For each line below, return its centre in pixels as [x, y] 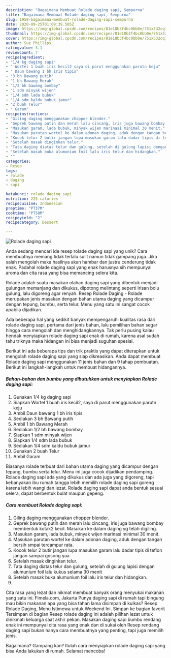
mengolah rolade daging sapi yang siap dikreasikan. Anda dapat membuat [83, 356]
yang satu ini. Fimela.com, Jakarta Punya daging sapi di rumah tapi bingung [85, 598]
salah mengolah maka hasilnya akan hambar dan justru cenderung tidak [81, 262]
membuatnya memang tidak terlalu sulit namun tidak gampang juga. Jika [81, 257]
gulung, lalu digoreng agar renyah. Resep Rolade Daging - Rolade [74, 293]
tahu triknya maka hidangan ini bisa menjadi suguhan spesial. [70, 341]
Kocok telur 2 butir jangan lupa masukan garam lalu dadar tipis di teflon [88, 550]
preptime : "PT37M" [25, 208]
